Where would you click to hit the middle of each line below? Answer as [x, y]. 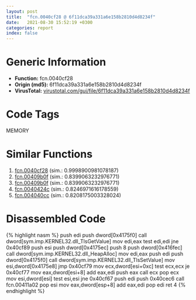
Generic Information [56, 62]
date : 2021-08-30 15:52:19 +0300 [49, 22]
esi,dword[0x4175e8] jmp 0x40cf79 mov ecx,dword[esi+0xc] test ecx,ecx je [98, 266]
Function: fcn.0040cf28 [44, 78]
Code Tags [33, 114]
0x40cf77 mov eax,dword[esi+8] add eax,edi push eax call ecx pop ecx [93, 272]
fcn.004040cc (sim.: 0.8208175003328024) [68, 195]
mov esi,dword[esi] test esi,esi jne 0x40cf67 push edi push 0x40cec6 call [95, 278]
